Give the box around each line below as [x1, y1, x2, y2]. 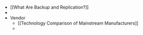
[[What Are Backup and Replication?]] [10, 4, 89, 10]
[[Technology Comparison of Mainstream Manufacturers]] [17, 20, 139, 26]
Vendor [10, 15, 26, 20]
